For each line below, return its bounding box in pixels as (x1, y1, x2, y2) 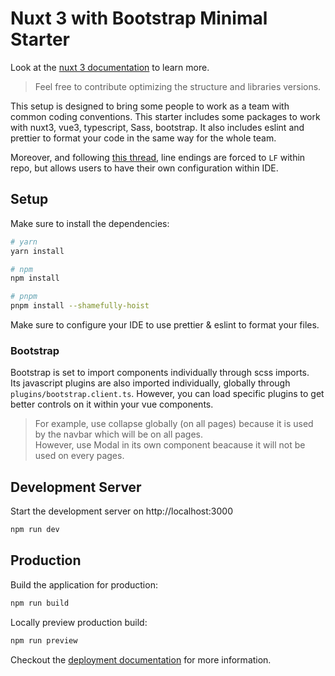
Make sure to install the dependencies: (10, 217, 170, 229)
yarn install (10, 246, 65, 256)
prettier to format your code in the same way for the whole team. (10, 132, 277, 144)
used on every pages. (34, 450, 125, 462)
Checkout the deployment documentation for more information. (10, 653, 272, 666)
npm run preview (10, 635, 78, 646)
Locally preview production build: (10, 616, 148, 628)
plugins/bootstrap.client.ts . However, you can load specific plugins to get (10, 388, 325, 400)
